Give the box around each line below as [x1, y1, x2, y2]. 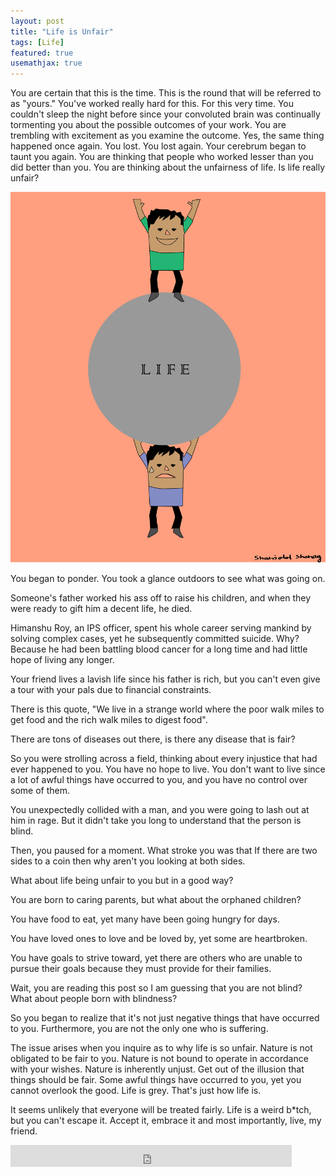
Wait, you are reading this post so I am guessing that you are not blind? [10, 981, 303, 994]
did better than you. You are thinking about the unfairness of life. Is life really [10, 161, 326, 174]
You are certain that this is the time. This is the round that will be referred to [10, 87, 322, 99]
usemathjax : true [10, 58, 83, 69]
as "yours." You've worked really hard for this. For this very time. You [10, 98, 295, 110]
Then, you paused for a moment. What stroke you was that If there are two [10, 844, 318, 856]
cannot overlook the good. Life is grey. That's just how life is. [10, 1084, 262, 1096]
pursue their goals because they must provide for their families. [10, 962, 272, 974]
